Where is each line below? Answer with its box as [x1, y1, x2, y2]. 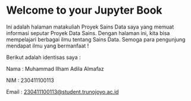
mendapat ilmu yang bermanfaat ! [6, 42, 89, 49]
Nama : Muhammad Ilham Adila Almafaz [6, 65, 104, 72]
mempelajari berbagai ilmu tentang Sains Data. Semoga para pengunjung [6, 36, 186, 43]
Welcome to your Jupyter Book [6, 4, 162, 17]
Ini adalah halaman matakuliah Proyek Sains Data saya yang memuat [6, 23, 174, 30]
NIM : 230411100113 [6, 77, 55, 84]
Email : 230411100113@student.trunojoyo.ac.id [6, 88, 119, 95]
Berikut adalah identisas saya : [6, 53, 81, 61]
